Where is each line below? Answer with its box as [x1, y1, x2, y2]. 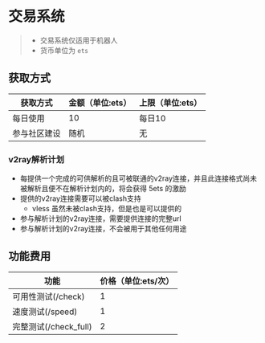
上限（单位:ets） [139, 97, 202, 108]
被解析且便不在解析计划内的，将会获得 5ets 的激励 [19, 184, 186, 194]
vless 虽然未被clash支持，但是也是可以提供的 [31, 204, 182, 214]
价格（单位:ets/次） [100, 275, 174, 286]
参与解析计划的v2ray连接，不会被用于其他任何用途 [19, 224, 187, 234]
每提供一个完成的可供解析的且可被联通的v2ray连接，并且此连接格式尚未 [19, 174, 257, 183]
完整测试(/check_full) [12, 321, 92, 332]
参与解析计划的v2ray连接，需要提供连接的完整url [19, 214, 182, 223]
